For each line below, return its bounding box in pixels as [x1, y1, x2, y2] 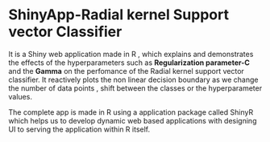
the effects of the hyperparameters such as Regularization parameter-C [8, 58, 250, 67]
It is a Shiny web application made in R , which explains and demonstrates [8, 49, 254, 59]
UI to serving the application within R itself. [8, 124, 151, 134]
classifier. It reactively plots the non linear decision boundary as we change [8, 75, 259, 84]
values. [8, 91, 32, 101]
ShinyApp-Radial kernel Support [8, 6, 230, 24]
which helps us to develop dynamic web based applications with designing [8, 116, 257, 125]
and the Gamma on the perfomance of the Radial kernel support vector [8, 66, 244, 75]
